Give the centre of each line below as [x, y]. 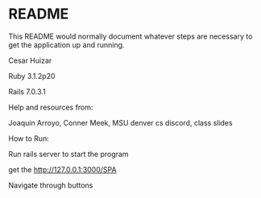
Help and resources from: [51, 107]
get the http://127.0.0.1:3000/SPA [62, 169]
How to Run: [29, 138]
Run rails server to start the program [68, 154]
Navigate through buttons [51, 185]
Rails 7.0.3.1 [27, 91]
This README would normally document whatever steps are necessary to [130, 36]
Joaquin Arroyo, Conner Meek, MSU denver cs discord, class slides [120, 122]
